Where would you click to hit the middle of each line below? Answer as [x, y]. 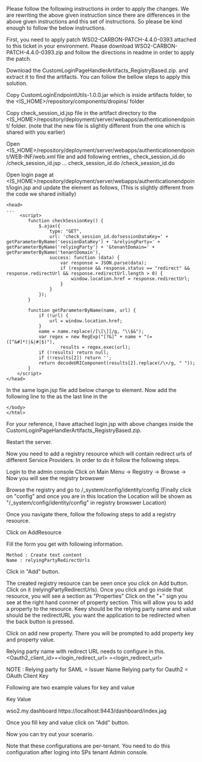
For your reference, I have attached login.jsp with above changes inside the [100, 424]
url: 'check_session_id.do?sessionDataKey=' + [109, 237]
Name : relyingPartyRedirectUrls [48, 560]
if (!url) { [53, 316]
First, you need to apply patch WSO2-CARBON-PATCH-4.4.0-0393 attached [101, 39]
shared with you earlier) [36, 132]
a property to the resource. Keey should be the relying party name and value [101, 609]
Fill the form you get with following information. [65, 544]
